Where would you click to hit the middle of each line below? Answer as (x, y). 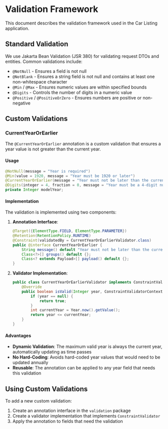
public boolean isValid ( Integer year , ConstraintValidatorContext (92, 291)
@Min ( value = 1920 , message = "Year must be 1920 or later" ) (70, 176)
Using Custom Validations (46, 389)
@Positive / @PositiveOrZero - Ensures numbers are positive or (77, 97)
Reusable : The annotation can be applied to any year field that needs (84, 368)
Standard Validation (37, 44)
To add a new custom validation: (38, 400)
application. (17, 28)
